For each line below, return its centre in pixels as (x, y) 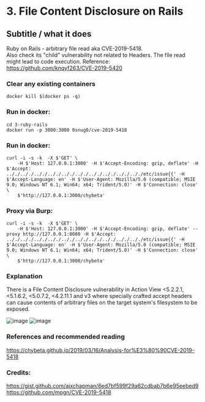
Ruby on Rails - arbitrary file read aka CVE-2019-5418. (75, 48)
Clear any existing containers (51, 84)
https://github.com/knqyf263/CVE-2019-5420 (64, 68)
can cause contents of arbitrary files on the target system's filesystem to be (102, 303)
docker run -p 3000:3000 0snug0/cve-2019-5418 (67, 130)
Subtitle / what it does (49, 34)
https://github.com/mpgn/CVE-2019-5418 (59, 392)
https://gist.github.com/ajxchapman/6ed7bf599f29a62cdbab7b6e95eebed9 (102, 386)
